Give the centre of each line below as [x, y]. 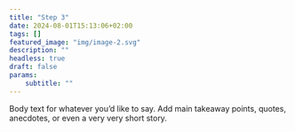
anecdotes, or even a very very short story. [88, 118]
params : [24, 75]
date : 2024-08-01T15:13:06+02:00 [71, 26]
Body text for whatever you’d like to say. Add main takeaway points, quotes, [148, 108]
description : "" [39, 50]
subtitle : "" [49, 83]
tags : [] [25, 34]
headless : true [37, 58]
